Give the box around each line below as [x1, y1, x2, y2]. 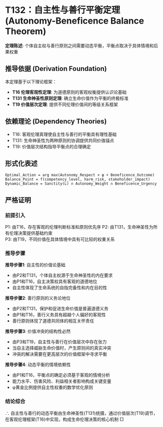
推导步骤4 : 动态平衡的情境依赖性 [5, 361, 71, 367]
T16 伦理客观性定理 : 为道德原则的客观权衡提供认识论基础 [12, 89, 127, 95]
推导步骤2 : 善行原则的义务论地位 [5, 295, 71, 301]
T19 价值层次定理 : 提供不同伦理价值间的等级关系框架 [12, 101, 118, 107]
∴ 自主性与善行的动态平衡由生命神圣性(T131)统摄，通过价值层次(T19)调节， [5, 410, 158, 416]
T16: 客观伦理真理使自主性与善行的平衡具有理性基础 [12, 131, 117, 137]
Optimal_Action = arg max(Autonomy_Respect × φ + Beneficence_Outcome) [5, 173, 155, 178]
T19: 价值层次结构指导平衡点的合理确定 [12, 143, 91, 149]
